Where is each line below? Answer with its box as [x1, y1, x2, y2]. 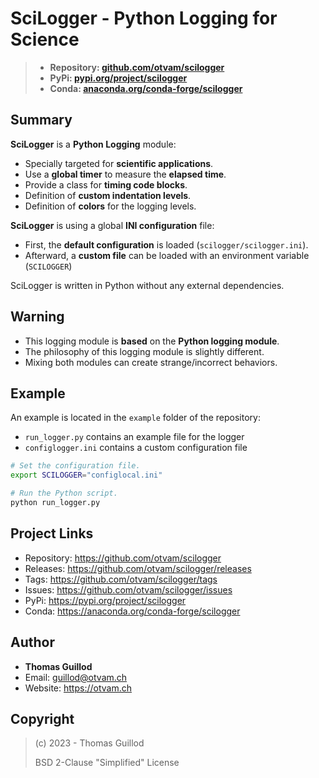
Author [10, 634, 55, 651]
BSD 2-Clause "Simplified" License [34, 757, 180, 769]
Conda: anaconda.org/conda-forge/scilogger [49, 82, 243, 94]
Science [10, 28, 80, 51]
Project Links [10, 525, 94, 542]
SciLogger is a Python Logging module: [10, 138, 177, 150]
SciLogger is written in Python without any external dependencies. [10, 279, 285, 291]
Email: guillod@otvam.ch [24, 671, 128, 683]
